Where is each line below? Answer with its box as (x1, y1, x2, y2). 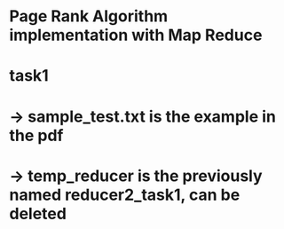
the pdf (9, 125, 64, 146)
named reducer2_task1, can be (9, 185, 241, 205)
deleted (9, 203, 67, 224)
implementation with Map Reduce (9, 25, 263, 45)
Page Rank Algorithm (9, 6, 169, 27)
